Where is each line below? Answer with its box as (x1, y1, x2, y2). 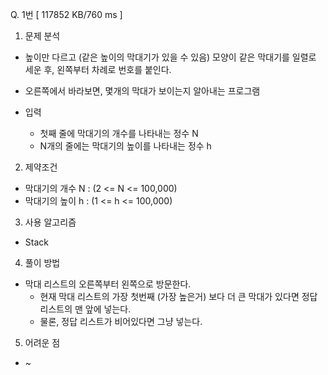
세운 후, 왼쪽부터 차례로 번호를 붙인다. (24, 64, 172, 75)
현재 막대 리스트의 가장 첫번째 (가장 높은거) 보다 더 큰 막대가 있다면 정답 (39, 291, 318, 302)
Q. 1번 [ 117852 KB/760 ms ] (10, 9, 123, 20)
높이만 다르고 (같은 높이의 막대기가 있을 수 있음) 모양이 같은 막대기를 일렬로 (24, 51, 317, 63)
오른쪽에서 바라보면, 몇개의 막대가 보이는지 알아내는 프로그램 (24, 85, 261, 97)
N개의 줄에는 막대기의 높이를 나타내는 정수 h (39, 140, 212, 152)
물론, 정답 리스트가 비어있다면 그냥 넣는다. (39, 316, 203, 327)
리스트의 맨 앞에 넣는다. (39, 303, 132, 315)
